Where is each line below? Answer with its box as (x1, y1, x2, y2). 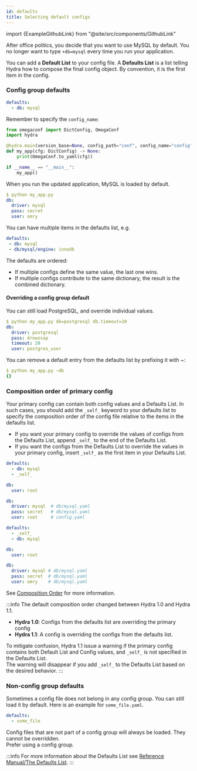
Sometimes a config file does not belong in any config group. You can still (6, 695, 185, 702)
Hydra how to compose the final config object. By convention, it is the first (6, 65, 186, 72)
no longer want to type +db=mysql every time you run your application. (6, 47, 175, 55)
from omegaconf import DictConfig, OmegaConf (6, 127, 119, 133)
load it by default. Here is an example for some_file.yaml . (6, 701, 144, 708)
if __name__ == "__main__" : (6, 164, 75, 170)
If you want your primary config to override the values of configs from (14, 430, 184, 437)
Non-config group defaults (6, 681, 84, 690)
